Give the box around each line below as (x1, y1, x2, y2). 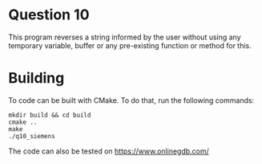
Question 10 (8, 6, 90, 24)
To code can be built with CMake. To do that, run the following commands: (8, 95, 255, 105)
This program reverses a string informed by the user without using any (8, 32, 242, 42)
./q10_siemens (8, 132, 56, 140)
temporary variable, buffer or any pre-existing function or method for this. (8, 40, 252, 50)
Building (8, 69, 65, 88)
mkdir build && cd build (8, 111, 91, 119)
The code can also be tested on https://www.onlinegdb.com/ (8, 146, 210, 156)
